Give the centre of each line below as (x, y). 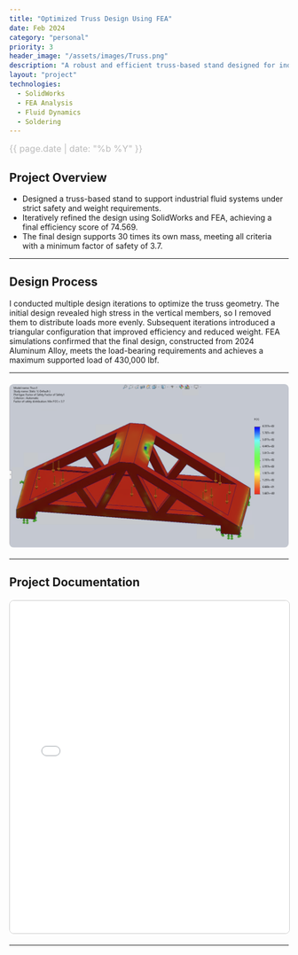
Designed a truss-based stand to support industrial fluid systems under (153, 199)
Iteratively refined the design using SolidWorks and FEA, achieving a (147, 218)
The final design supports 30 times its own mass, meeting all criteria (147, 237)
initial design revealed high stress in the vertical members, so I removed (141, 313)
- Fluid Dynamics (49, 112)
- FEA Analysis (45, 103)
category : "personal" (49, 37)
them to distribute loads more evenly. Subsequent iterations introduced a (142, 322)
